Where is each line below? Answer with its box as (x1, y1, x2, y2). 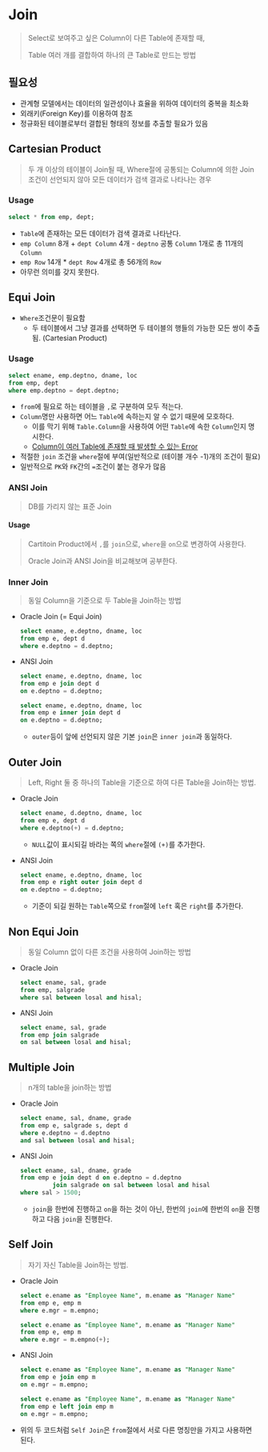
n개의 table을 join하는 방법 (27, 1082, 112, 1093)
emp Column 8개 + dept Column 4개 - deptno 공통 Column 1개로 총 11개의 (19, 238, 244, 248)
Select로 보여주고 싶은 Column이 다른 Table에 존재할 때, (27, 33, 206, 42)
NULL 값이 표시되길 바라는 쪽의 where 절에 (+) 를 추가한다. (31, 839, 206, 849)
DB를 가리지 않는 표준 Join (27, 502, 112, 511)
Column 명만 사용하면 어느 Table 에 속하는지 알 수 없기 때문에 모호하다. (19, 412, 234, 422)
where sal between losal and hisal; (19, 994, 142, 1002)
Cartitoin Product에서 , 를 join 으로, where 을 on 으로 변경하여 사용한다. (27, 538, 246, 549)
